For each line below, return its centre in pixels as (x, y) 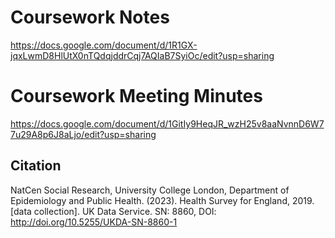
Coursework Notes (90, 17)
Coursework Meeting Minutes (136, 96)
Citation (36, 166)
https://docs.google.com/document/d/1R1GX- (104, 45)
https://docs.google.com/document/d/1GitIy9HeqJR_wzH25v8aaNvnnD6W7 (167, 123)
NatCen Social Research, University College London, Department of (150, 190)
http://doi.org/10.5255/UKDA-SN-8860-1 (94, 222)
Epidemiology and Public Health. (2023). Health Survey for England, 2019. (162, 200)
